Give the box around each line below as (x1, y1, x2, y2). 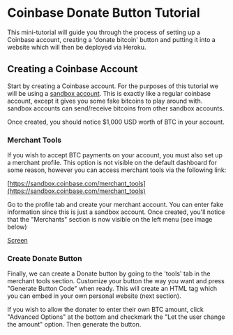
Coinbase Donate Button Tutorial (7, 5, 200, 21)
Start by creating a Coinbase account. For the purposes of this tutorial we (7, 82, 218, 90)
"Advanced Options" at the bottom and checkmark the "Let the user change (7, 313, 225, 321)
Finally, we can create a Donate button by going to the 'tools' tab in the (7, 269, 211, 278)
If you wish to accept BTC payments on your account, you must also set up (7, 151, 223, 159)
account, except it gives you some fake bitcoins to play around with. (7, 97, 203, 105)
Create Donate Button (7, 253, 82, 263)
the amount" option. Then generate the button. (7, 320, 142, 329)
